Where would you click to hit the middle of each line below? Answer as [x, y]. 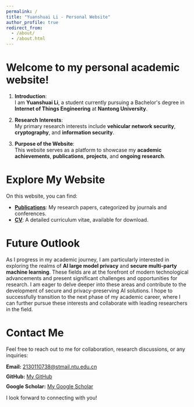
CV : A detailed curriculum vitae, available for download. [81, 219]
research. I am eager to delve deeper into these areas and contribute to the [96, 284]
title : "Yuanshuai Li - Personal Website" [58, 17]
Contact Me [35, 333]
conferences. [30, 213]
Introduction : [31, 96]
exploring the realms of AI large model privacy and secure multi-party [92, 265]
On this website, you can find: [42, 196]
